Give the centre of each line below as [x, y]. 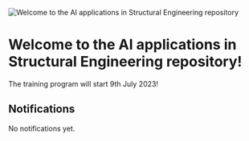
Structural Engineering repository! [125, 62]
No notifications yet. [42, 128]
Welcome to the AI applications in [122, 45]
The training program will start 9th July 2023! [84, 83]
